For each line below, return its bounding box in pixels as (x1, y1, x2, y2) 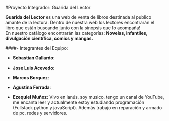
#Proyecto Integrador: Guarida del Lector (5, 5, 91, 10)
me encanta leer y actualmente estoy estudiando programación (12, 99, 145, 105)
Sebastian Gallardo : (12, 55, 55, 61)
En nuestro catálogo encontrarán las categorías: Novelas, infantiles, (5, 30, 148, 36)
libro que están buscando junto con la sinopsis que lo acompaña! (5, 25, 140, 31)
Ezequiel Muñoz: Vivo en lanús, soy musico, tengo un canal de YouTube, (12, 94, 164, 100)
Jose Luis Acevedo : (12, 65, 55, 71)
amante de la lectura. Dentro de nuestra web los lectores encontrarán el (5, 20, 155, 25)
